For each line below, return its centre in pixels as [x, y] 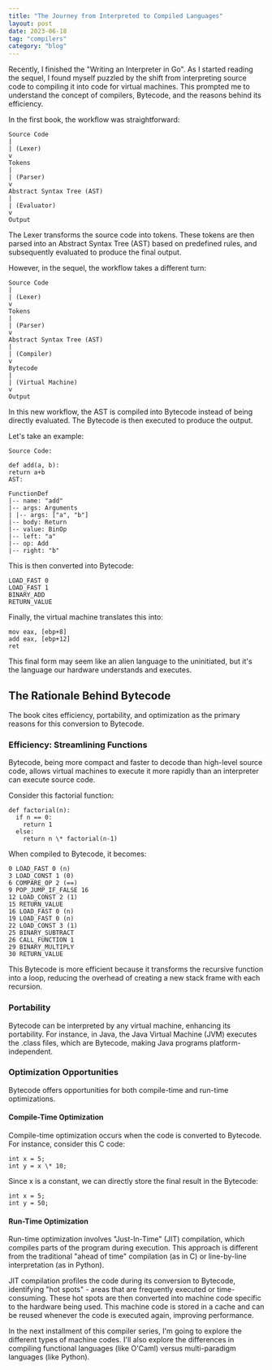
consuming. [28, 1298]
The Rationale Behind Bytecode [90, 696]
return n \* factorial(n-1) [70, 839]
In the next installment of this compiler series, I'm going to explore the [125, 1331]
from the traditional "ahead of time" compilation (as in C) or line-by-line [127, 1256]
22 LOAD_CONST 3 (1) [43, 926]
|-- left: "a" [32, 537]
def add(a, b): [34, 465]
